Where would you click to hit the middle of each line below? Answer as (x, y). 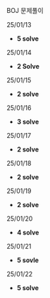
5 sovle (28, 260)
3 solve (28, 121)
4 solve (28, 232)
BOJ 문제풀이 (25, 10)
